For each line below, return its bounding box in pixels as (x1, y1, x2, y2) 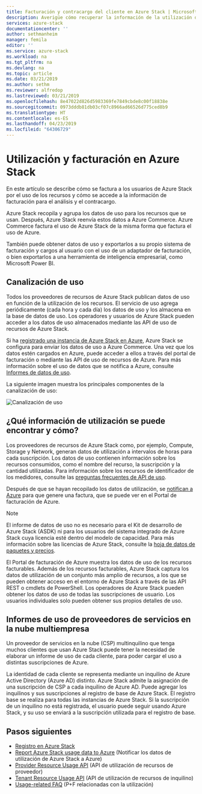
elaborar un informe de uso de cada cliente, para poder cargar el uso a (6, 652, 182, 660)
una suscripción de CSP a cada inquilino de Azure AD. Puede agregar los (6, 683, 188, 690)
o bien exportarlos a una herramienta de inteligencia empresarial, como (6, 253, 183, 260)
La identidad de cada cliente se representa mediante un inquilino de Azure (6, 671, 191, 678)
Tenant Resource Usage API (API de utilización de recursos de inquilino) (14, 775, 194, 782)
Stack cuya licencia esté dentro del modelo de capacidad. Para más (6, 534, 174, 541)
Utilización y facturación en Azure (6, 152, 180, 166)
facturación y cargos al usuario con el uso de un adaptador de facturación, (6, 246, 192, 254)
